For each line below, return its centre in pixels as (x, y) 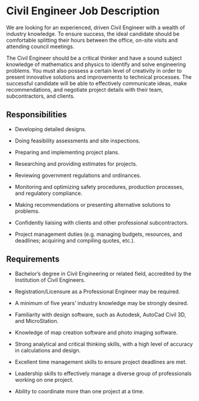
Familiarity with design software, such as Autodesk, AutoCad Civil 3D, (100, 315)
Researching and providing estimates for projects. (76, 164)
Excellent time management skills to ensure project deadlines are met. (101, 362)
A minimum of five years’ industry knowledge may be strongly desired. (102, 303)
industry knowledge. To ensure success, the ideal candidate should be (93, 33)
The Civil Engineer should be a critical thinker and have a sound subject (94, 58)
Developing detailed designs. (50, 129)
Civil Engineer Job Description (83, 11)
